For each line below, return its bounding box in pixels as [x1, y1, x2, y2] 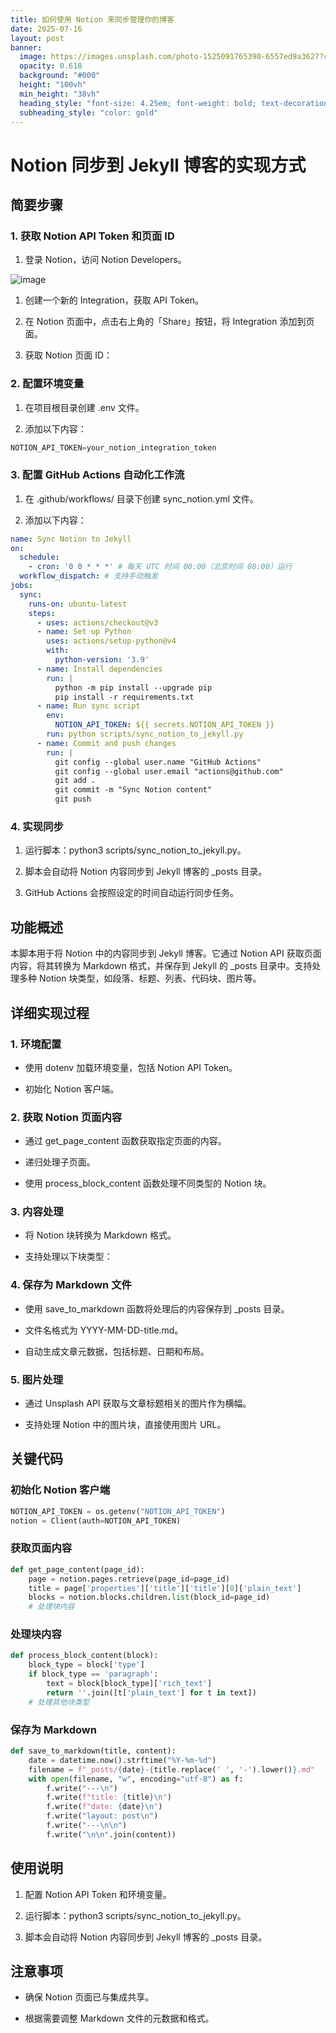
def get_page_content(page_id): [10, 1564, 145, 1575]
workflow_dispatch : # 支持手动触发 [19, 571, 159, 581]
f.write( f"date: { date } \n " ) [46, 1802, 163, 1812]
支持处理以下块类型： [24, 1251, 113, 1263]
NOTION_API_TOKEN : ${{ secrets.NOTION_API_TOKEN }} [54, 720, 275, 730]
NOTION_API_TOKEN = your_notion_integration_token [10, 442, 217, 453]
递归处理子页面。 [24, 1156, 96, 1168]
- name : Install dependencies [36, 664, 163, 674]
